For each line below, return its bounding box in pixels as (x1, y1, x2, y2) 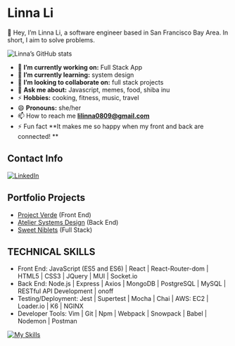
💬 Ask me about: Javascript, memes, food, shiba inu (17, 85, 170, 94)
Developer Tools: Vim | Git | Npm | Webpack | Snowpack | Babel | (17, 309, 208, 318)
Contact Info (7, 153, 63, 165)
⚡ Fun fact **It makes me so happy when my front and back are (17, 122, 204, 130)
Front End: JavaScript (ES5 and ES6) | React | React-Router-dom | (17, 264, 209, 273)
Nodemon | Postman (17, 317, 77, 326)
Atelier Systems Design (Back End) (17, 218, 119, 226)
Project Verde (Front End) (17, 210, 91, 219)
